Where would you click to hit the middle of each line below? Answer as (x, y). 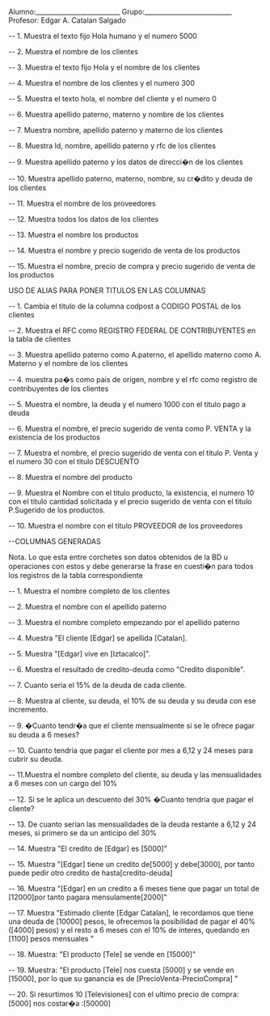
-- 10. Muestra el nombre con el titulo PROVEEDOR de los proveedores (126, 526)
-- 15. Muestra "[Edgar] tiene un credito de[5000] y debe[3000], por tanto (131, 864)
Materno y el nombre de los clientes (68, 363)
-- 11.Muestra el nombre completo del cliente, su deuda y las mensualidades (135, 775)
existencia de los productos (55, 437)
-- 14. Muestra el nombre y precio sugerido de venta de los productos (124, 251)
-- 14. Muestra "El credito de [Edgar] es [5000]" (88, 848)
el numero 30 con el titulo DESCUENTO (74, 461)
